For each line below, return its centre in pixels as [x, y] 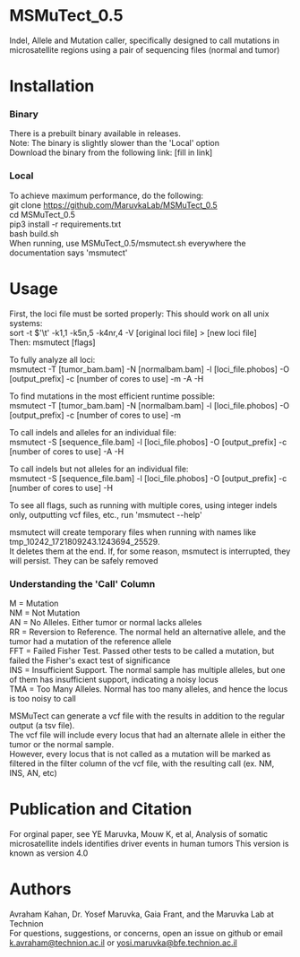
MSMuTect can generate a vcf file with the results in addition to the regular [147, 716]
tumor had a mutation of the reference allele [90, 641]
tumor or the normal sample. [62, 744]
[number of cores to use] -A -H [67, 451]
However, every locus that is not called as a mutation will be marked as [140, 754]
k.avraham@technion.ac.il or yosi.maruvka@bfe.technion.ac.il [123, 943]
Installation [52, 86]
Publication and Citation [101, 810]
